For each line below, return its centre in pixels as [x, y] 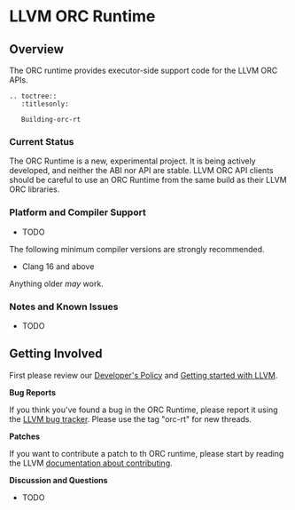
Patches [25, 436]
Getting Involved [56, 354]
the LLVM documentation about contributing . [91, 463]
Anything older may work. [56, 283]
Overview [37, 49]
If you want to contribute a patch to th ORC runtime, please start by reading [147, 453]
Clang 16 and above [58, 266]
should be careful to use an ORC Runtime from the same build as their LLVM [148, 180]
